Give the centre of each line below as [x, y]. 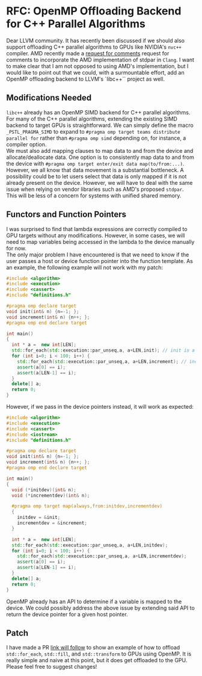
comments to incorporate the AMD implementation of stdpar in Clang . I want [100, 60]
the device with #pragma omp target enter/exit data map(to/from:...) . [95, 163]
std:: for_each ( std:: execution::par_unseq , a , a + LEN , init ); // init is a [103, 350]
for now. [17, 248]
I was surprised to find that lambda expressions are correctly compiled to [97, 229]
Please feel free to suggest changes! [52, 667]
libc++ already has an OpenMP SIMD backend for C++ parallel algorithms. [98, 112]
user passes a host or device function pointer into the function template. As [100, 261]
